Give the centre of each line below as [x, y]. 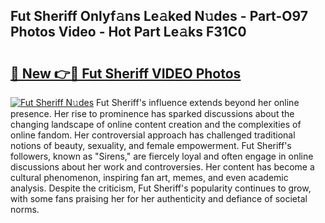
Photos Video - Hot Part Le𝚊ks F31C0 [128, 32]
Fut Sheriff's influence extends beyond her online [198, 102]
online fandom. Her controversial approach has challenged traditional [153, 135]
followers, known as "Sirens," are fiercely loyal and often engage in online [162, 156]
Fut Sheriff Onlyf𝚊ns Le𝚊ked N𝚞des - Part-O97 [159, 16]
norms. [25, 209]
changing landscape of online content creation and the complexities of [156, 124]
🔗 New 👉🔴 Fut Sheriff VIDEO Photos [126, 73]
